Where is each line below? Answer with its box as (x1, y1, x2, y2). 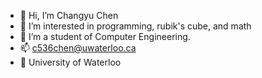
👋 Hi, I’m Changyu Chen (19, 10, 119, 21)
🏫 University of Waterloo (19, 56, 122, 68)
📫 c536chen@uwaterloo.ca (19, 42, 137, 54)
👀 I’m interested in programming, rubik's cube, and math (19, 20, 252, 32)
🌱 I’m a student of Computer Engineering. (19, 31, 191, 42)
